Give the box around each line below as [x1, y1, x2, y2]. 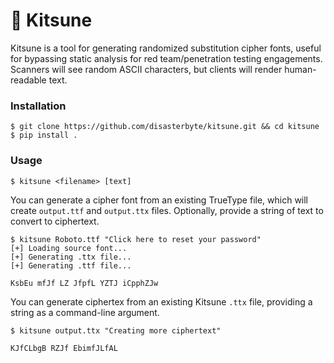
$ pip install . [10, 130, 78, 141]
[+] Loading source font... [10, 243, 128, 253]
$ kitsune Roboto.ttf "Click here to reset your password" [10, 234, 262, 244]
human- [284, 63, 317, 75]
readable [10, 74, 47, 86]
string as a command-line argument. [10, 306, 160, 318]
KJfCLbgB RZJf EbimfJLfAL [10, 343, 118, 353]
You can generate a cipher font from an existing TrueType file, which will [10, 194, 309, 206]
